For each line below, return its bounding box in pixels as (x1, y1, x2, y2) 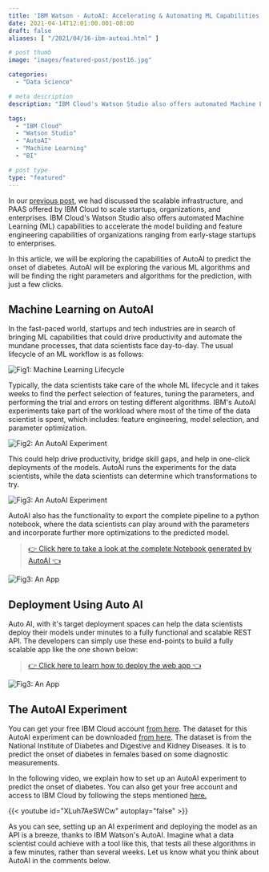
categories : (8, 71, 48, 79)
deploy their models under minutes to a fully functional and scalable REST (8, 627, 252, 638)
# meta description (8, 92, 74, 100)
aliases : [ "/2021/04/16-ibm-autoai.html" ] (8, 34, 159, 43)
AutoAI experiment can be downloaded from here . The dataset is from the (8, 732, 252, 742)
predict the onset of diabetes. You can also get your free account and (8, 781, 238, 791)
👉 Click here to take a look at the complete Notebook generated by (27, 544, 252, 554)
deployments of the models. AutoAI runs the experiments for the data (8, 463, 237, 473)
